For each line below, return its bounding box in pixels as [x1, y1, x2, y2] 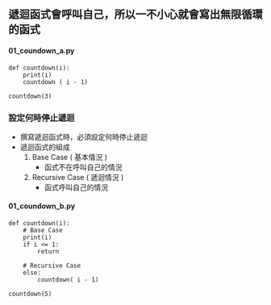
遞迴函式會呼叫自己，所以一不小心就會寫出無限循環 [8, 7, 263, 22]
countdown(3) [8, 92, 52, 100]
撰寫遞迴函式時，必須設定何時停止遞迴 [19, 132, 148, 141]
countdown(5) [8, 290, 52, 299]
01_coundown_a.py [8, 45, 75, 55]
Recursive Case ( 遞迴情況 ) [31, 172, 124, 182]
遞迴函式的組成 [19, 142, 70, 152]
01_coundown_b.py [8, 201, 76, 211]
